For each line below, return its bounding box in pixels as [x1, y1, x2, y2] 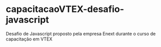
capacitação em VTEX [6, 36, 52, 42]
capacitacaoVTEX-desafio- [6, 3, 124, 15]
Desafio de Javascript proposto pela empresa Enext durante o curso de [6, 30, 156, 36]
